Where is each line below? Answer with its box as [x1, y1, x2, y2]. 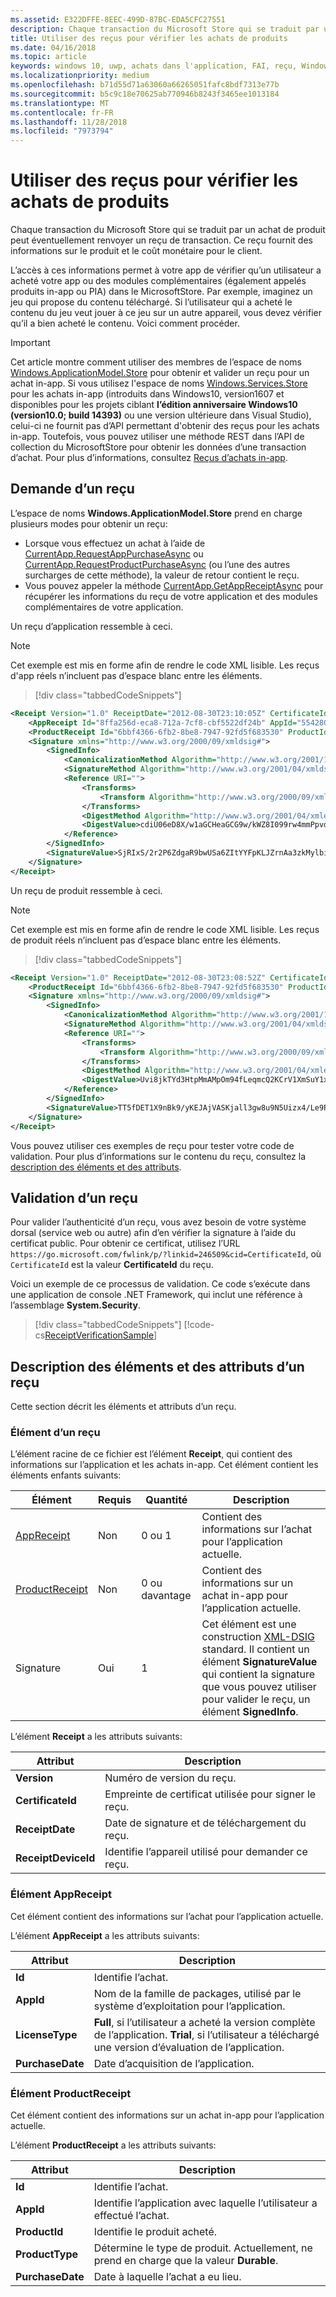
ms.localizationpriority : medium [10, 71, 150, 81]
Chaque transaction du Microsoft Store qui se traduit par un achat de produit [10, 224, 326, 236]
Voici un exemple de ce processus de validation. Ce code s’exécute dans [10, 1278, 311, 1290]
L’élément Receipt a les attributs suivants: [10, 1731, 183, 1743]
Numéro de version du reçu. [104, 1771, 237, 1785]
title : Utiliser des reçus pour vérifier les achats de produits [10, 33, 288, 43]
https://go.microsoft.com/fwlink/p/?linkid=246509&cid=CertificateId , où [10, 1248, 322, 1260]
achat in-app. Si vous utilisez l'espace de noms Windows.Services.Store [10, 377, 308, 390]
